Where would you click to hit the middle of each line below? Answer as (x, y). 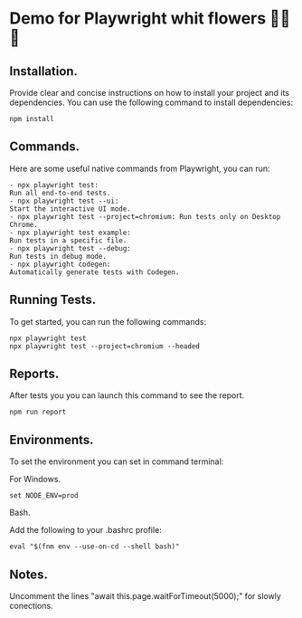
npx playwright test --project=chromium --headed (105, 346)
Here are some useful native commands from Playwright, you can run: (140, 168)
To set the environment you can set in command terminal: (117, 461)
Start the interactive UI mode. (70, 209)
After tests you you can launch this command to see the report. (127, 395)
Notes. (28, 574)
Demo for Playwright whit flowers (138, 19)
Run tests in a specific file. (68, 240)
